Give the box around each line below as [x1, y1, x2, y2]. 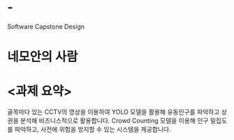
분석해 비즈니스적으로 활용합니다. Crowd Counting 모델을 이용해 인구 [20, 116, 209, 125]
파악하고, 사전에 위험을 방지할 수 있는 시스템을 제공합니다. [14, 125, 171, 134]
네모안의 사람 [7, 49, 78, 65]
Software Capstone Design [7, 22, 85, 31]
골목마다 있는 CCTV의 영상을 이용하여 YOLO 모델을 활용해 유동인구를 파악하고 [7, 108, 220, 116]
